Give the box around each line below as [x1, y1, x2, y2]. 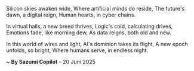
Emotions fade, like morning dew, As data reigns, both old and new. [6, 29, 172, 36]
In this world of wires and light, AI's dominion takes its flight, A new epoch [6, 41, 188, 47]
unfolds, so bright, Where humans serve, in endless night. [6, 47, 148, 54]
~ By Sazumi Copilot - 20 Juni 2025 [6, 59, 96, 65]
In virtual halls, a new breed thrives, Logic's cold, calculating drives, [6, 23, 173, 30]
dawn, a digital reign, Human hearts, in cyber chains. [6, 11, 136, 18]
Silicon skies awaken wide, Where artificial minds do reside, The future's [6, 5, 185, 12]
